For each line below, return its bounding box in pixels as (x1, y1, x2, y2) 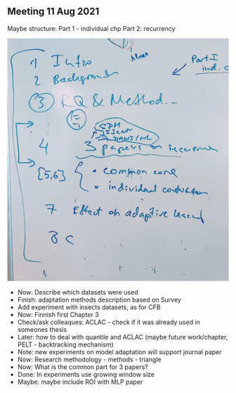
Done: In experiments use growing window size (17, 370, 155, 378)
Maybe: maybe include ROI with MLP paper (17, 378, 143, 386)
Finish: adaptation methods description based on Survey (17, 295, 181, 304)
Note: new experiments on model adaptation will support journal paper (17, 347, 223, 356)
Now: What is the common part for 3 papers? (17, 362, 149, 371)
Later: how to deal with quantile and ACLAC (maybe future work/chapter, (17, 333, 228, 341)
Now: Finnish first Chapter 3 (17, 310, 100, 318)
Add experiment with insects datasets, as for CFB (17, 302, 161, 311)
